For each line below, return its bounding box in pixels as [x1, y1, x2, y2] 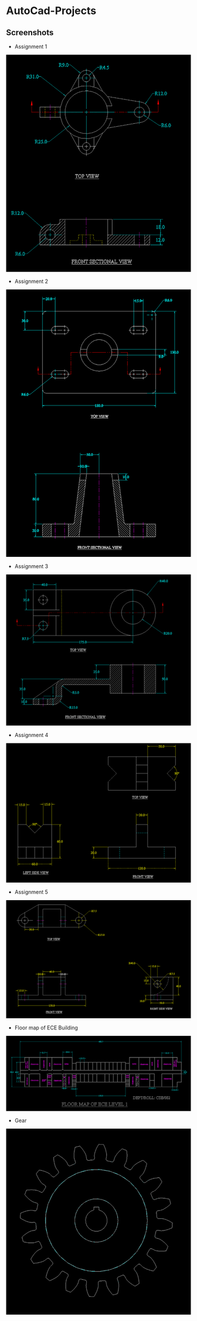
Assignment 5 [14, 888, 49, 896]
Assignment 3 [14, 562, 49, 570]
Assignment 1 [14, 43, 47, 50]
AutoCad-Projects [6, 4, 97, 18]
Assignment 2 [14, 278, 49, 285]
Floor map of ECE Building [14, 1024, 78, 1031]
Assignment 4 [14, 731, 49, 738]
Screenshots [6, 28, 54, 38]
